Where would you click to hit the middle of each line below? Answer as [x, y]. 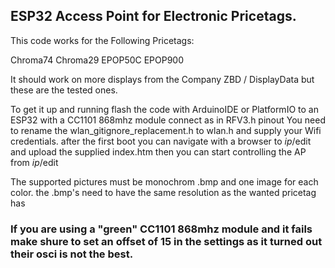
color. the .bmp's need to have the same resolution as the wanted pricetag [163, 192]
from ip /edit [34, 162]
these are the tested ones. [64, 90]
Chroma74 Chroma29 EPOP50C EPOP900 [97, 60]
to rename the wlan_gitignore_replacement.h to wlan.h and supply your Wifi [166, 130]
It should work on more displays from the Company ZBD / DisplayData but [162, 79]
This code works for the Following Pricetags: [102, 40]
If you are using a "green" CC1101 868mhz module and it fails [161, 229]
